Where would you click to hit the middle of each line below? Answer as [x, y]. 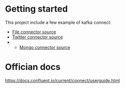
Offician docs [33, 67]
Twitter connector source [37, 37]
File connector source [34, 32]
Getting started [36, 9]
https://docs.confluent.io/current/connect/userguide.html [62, 80]
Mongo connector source [45, 47]
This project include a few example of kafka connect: [58, 22]
